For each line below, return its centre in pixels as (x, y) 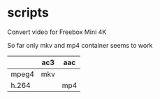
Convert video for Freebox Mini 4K (57, 32)
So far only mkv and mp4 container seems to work (80, 45)
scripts (28, 13)
